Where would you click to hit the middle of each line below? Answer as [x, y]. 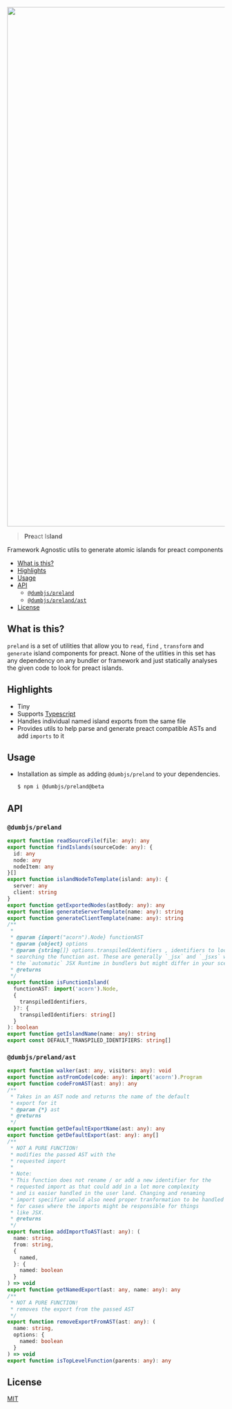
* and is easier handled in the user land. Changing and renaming [108, 1193]
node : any [27, 860]
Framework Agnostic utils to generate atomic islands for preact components [115, 550]
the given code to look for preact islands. [66, 668]
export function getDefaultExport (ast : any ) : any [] [83, 1135]
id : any [25, 853]
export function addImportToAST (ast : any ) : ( [74, 1232]
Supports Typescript [46, 714]
